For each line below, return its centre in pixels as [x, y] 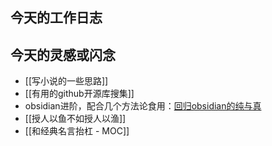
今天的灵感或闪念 [63, 54]
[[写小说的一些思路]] [66, 81]
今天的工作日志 [56, 18]
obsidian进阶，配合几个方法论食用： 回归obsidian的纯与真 [143, 106]
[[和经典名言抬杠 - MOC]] [77, 131]
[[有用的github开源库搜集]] [79, 94]
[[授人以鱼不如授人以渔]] [75, 119]
